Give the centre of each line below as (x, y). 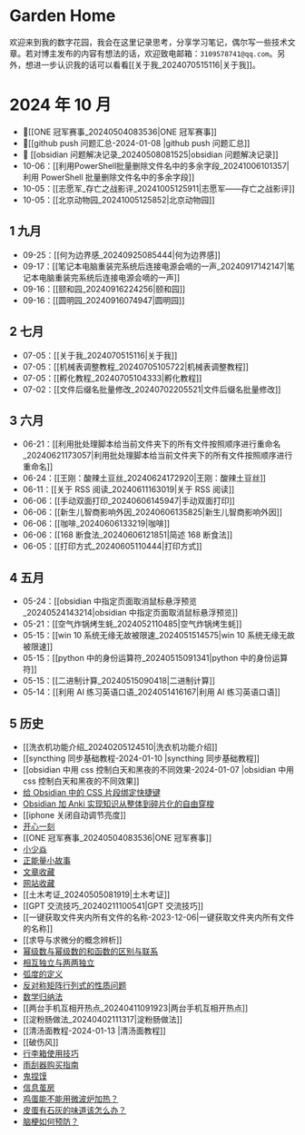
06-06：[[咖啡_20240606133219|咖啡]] (96, 524)
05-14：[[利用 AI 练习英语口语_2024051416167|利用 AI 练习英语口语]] (152, 692)
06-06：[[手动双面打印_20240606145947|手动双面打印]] (129, 501)
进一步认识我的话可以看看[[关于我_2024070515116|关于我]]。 (147, 64)
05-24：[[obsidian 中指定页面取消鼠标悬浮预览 (110, 601)
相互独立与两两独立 (59, 962)
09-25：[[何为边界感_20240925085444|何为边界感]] (121, 254)
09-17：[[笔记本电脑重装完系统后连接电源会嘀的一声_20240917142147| (155, 266)
